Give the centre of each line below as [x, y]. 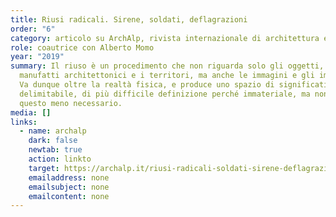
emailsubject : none [69, 187]
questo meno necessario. [71, 103]
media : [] [31, 112]
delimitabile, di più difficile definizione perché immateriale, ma [165, 94]
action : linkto [60, 159]
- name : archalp [53, 131]
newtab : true [55, 150]
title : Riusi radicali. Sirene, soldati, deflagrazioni [129, 19]
